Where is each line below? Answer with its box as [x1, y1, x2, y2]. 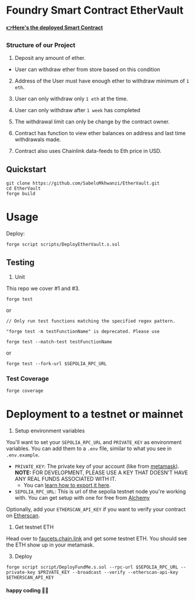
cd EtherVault [6, 185, 41, 192]
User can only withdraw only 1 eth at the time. [14, 95, 128, 103]
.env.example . [6, 451, 40, 458]
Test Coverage [6, 374, 49, 382]
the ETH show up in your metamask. [6, 541, 95, 548]
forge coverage [6, 388, 44, 394]
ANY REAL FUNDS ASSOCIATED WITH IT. [14, 475, 117, 482]
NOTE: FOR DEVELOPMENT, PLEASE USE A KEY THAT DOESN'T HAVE [14, 469, 188, 476]
